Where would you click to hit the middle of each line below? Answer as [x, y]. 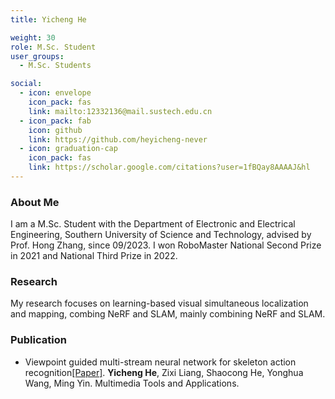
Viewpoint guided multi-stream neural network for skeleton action [160, 362]
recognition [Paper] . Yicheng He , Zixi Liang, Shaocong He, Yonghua [164, 372]
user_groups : [37, 56]
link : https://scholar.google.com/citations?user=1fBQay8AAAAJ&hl [169, 167]
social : [26, 84]
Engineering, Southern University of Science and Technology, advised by [161, 235]
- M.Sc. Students [55, 66]
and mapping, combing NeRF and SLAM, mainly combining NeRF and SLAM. [168, 314]
